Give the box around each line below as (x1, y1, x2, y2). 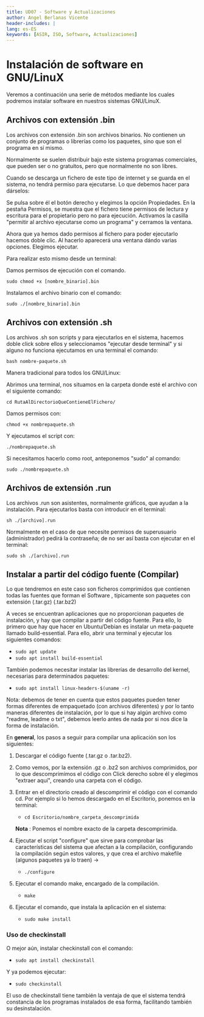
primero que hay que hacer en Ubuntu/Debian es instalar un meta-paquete (6, 623, 194, 630)
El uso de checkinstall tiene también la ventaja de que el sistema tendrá (6, 991, 186, 999)
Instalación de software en (6, 58, 144, 72)
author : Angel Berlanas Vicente (6, 15, 88, 21)
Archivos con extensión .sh (6, 317, 113, 328)
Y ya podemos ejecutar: (6, 968, 66, 975)
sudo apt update (15, 649, 57, 655)
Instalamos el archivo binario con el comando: (6, 289, 122, 296)
